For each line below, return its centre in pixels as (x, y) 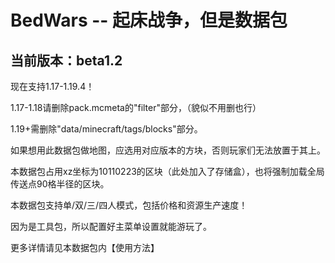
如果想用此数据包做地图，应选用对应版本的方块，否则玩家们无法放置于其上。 (168, 150)
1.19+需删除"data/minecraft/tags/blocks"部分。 (106, 129)
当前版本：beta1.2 (66, 60)
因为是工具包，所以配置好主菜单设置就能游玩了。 (111, 226)
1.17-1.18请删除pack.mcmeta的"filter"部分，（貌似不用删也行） (136, 107)
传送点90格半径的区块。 (60, 184)
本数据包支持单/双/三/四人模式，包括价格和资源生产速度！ (129, 205)
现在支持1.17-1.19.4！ (52, 86)
